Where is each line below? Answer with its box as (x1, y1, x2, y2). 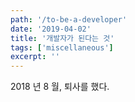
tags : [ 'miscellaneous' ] (10, 42, 114, 53)
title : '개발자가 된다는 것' (10, 33, 115, 43)
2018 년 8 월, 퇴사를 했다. (10, 81, 110, 93)
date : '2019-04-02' (10, 24, 92, 34)
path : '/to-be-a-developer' (10, 14, 128, 25)
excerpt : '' (10, 52, 60, 62)
